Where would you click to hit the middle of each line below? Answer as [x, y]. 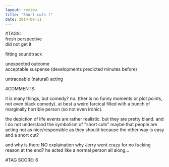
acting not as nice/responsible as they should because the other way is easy [85, 130]
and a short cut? [22, 135]
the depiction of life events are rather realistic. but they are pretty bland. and [84, 119]
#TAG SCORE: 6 [22, 160]
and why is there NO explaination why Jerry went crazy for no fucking [78, 145]
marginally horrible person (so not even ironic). [54, 109]
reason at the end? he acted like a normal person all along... [67, 150]
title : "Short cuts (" [29, 15]
